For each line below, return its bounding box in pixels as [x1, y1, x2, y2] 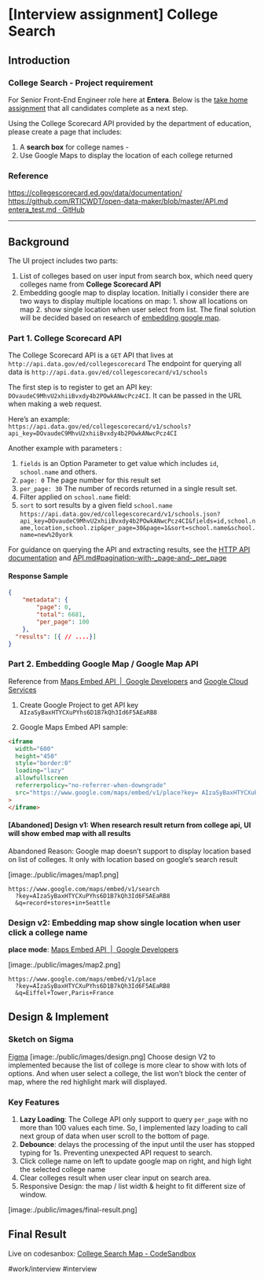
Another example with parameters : [8, 443, 123, 453]
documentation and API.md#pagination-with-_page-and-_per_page [8, 553, 227, 563]
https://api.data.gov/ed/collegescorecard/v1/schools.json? [19, 510, 221, 519]
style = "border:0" [15, 760, 72, 768]
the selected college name [19, 1165, 106, 1175]
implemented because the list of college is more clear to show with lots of [8, 1060, 247, 1070]
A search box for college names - [19, 142, 130, 151]
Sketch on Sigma [8, 1034, 75, 1045]
